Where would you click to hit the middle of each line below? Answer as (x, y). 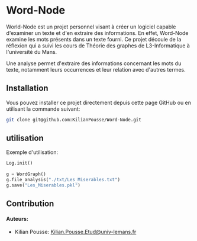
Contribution (30, 204)
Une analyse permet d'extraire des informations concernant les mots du (94, 63)
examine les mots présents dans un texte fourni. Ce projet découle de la (94, 39)
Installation (27, 89)
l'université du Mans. (32, 52)
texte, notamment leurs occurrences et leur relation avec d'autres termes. (96, 69)
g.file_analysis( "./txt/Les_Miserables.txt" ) (63, 180)
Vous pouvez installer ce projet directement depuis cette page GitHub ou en (98, 102)
